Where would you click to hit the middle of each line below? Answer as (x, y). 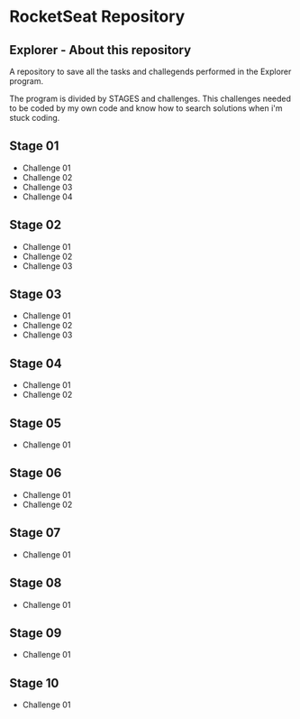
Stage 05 (35, 423)
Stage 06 (36, 473)
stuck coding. (35, 118)
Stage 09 (36, 633)
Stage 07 (35, 533)
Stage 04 (36, 363)
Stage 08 (36, 583)
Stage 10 (34, 683)
